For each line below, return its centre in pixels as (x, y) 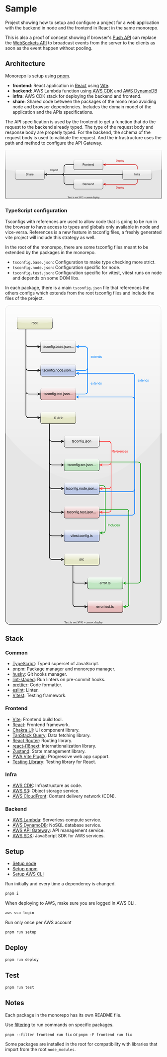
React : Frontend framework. (41, 725)
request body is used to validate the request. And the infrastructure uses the (83, 137)
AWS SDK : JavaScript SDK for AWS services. (59, 836)
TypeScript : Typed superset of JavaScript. (56, 664)
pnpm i (12, 893)
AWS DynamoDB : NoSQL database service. (57, 825)
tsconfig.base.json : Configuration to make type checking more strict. (84, 262)
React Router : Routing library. (42, 740)
